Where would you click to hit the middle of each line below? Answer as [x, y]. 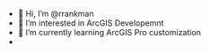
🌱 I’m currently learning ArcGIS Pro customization [109, 32]
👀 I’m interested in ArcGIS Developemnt [91, 23]
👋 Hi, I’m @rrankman [56, 14]
